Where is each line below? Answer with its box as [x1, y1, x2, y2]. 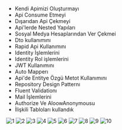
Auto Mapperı [14, 68, 49, 75]
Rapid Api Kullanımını [14, 43, 66, 50]
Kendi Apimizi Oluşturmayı [14, 5, 79, 12]
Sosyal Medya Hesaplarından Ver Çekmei [14, 30, 117, 37]
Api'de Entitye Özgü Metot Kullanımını [14, 74, 107, 81]
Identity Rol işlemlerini [14, 56, 69, 62]
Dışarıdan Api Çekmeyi [14, 18, 71, 24]
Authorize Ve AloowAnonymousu [14, 100, 95, 106]
